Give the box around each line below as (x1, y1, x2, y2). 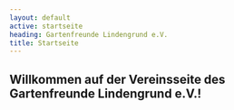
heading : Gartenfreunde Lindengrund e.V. (9, 30, 169, 39)
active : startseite (9, 22, 83, 31)
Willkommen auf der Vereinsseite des (9, 71, 226, 87)
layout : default (9, 13, 71, 23)
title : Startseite (9, 38, 79, 48)
